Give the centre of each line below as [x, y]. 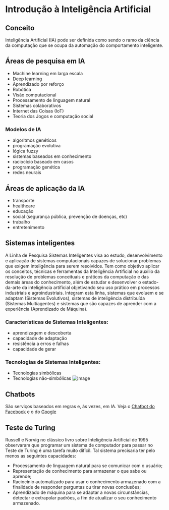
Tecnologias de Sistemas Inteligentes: [53, 362]
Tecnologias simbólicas [37, 373]
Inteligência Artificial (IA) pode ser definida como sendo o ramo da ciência [82, 40]
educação [23, 211]
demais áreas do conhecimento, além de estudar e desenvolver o [73, 282]
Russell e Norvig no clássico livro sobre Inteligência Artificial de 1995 [77, 439]
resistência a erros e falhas [41, 344]
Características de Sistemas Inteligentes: [57, 322]
